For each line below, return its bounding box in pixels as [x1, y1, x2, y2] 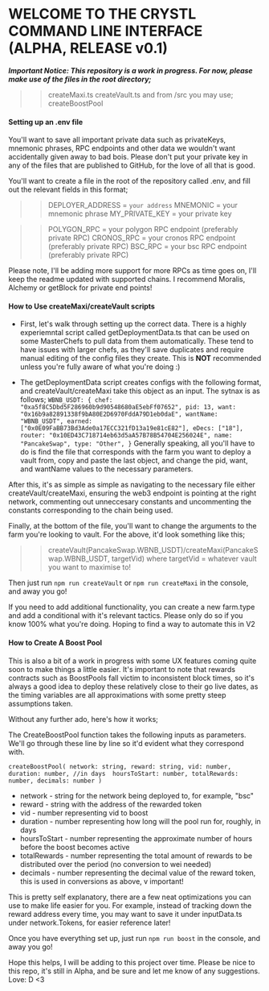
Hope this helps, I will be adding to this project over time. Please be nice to [8, 957, 255, 967]
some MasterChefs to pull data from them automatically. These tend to [19, 336, 255, 346]
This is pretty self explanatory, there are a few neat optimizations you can [8, 892, 251, 902]
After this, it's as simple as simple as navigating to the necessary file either [8, 480, 255, 490]
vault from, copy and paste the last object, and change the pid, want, [19, 456, 248, 466]
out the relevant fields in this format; [8, 185, 128, 194]
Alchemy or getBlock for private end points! [8, 283, 153, 292]
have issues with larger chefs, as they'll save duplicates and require [19, 345, 244, 355]
